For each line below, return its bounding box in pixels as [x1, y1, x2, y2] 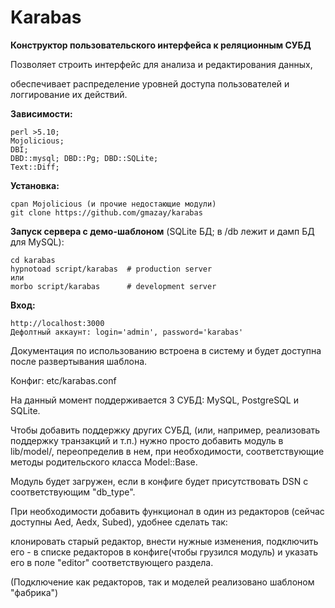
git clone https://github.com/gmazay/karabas [10, 207, 203, 218]
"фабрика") [10, 586, 59, 598]
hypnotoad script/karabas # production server [10, 264, 213, 274]
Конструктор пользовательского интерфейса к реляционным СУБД [10, 39, 312, 51]
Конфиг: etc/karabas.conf [10, 374, 117, 386]
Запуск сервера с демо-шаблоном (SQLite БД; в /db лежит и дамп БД [10, 225, 315, 237]
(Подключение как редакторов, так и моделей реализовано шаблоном [10, 576, 315, 588]
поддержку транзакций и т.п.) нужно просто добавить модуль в [10, 434, 284, 446]
